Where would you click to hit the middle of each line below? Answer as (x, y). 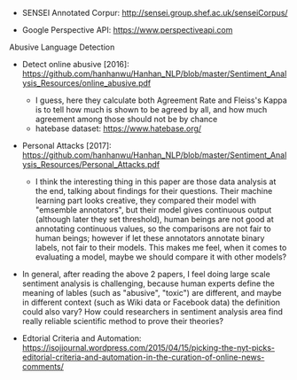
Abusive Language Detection (62, 47)
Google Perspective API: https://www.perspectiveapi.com (127, 30)
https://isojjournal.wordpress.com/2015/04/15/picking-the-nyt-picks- (148, 348)
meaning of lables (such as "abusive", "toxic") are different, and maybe (152, 293)
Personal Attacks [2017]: (67, 146)
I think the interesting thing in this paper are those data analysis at (156, 182)
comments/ (43, 366)
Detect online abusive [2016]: (76, 64)
